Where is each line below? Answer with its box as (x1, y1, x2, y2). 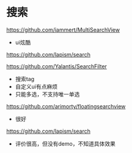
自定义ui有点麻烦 (15, 83, 58, 90)
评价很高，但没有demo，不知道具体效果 (15, 140, 116, 147)
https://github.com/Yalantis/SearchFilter (6, 62, 107, 70)
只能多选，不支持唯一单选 (15, 90, 80, 98)
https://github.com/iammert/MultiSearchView (6, 26, 120, 34)
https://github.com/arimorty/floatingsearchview (6, 102, 126, 110)
